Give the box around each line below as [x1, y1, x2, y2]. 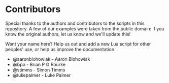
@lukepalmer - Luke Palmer [12, 72, 71, 78]
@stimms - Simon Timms [12, 67, 65, 73]
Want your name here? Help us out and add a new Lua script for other [5, 40, 151, 47]
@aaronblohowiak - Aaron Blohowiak [12, 56, 90, 62]
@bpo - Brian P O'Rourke [12, 61, 66, 67]
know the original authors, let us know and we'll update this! [5, 31, 131, 37]
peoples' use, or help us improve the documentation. [5, 46, 116, 52]
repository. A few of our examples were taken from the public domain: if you [5, 25, 164, 31]
